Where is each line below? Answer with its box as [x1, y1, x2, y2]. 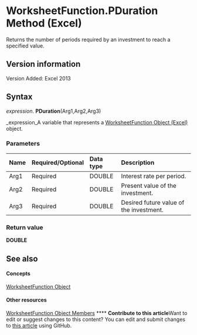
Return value [6, 223, 43, 231]
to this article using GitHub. [6, 322, 72, 329]
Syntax [6, 92, 33, 102]
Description [121, 158, 155, 167]
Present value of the [121, 181, 177, 190]
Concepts [6, 270, 30, 277]
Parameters [6, 140, 40, 148]
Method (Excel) [6, 16, 82, 30]
